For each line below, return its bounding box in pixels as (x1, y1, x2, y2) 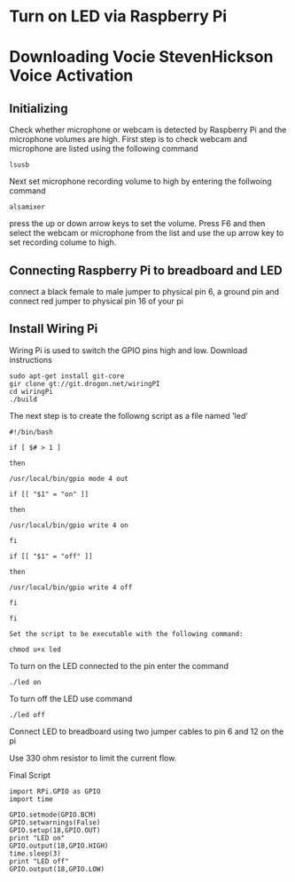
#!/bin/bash (9, 428, 53, 437)
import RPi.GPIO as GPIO (9, 787, 101, 796)
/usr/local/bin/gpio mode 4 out (9, 474, 128, 483)
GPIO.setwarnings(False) (9, 818, 101, 827)
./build (9, 395, 38, 404)
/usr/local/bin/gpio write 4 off (9, 583, 133, 592)
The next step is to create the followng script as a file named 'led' (9, 410, 248, 421)
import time (9, 794, 53, 804)
